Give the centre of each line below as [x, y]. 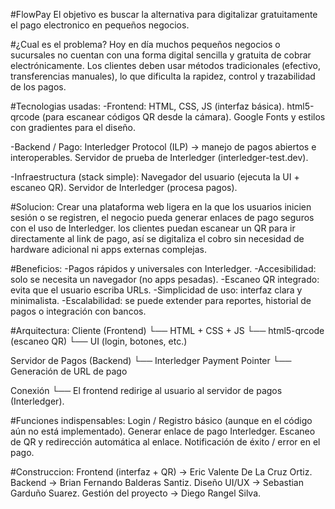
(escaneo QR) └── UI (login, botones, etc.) [99, 341]
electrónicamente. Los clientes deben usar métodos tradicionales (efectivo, [165, 65]
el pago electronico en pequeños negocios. [100, 25]
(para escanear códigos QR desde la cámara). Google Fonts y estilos [183, 117]
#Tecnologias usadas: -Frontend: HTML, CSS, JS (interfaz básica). [147, 106]
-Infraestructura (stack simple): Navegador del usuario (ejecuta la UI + [155, 177]
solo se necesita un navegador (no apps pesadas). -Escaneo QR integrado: [165, 279]
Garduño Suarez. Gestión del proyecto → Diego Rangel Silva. [136, 493]
